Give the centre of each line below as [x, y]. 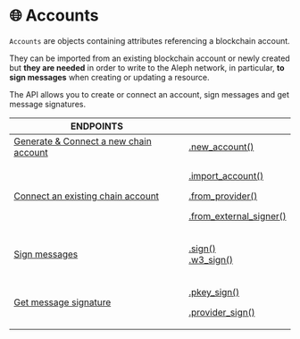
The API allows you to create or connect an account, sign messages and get [150, 94]
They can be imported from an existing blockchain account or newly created [150, 58]
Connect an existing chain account [86, 196]
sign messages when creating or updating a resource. [109, 77]
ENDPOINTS [96, 126]
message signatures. [48, 104]
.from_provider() [223, 196]
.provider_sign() [222, 312]
